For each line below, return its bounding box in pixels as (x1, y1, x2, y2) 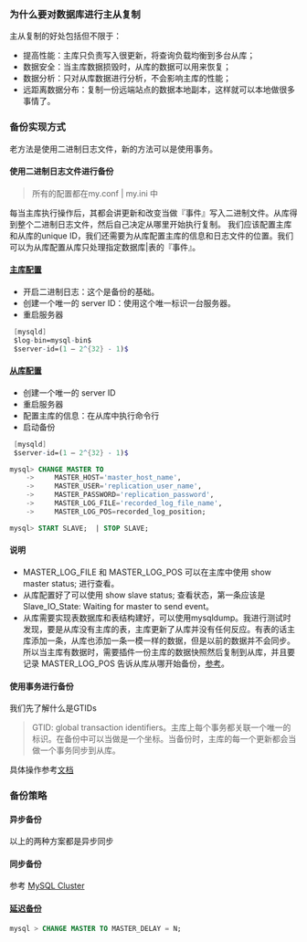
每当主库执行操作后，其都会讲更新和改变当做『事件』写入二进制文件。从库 (9, 207, 290, 218)
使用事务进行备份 (9, 681, 74, 692)
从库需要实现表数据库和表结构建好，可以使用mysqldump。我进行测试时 (22, 612, 291, 623)
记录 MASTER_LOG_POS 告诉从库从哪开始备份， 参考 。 (22, 658, 230, 669)
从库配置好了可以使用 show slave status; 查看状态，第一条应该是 (22, 589, 266, 600)
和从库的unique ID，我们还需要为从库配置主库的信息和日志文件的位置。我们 (9, 230, 294, 241)
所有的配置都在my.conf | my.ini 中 (31, 187, 158, 198)
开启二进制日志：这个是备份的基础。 (22, 286, 160, 297)
